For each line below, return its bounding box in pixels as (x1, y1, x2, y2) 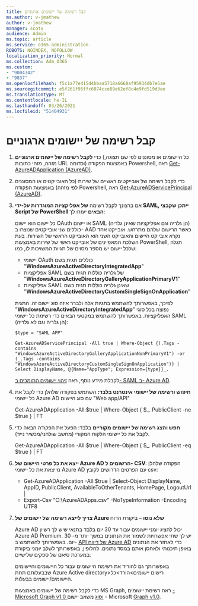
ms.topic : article (6, 36, 52, 42)
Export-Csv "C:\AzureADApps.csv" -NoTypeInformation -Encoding (23, 497, 187, 504)
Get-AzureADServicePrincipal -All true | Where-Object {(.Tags (14, 340, 175, 347)
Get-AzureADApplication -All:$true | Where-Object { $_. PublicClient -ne (14, 406, 191, 413)
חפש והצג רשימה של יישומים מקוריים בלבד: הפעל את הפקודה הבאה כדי (14, 424, 181, 431)
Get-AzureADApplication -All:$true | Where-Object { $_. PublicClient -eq (14, 442, 191, 449)
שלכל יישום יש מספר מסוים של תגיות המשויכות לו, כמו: (14, 245, 137, 252)
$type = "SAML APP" (14, 330, 63, 336)
